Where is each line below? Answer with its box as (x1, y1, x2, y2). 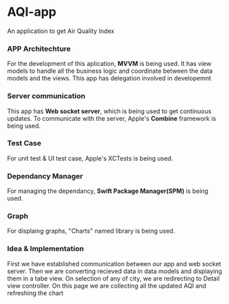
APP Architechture (7, 44, 71, 54)
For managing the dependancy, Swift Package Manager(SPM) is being (7, 187, 208, 196)
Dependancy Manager (7, 171, 84, 180)
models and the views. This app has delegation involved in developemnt (7, 74, 212, 82)
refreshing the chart (7, 289, 64, 297)
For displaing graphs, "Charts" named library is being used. (7, 227, 175, 235)
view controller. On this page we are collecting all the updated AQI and (7, 281, 206, 290)
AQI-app (7, 4, 56, 20)
